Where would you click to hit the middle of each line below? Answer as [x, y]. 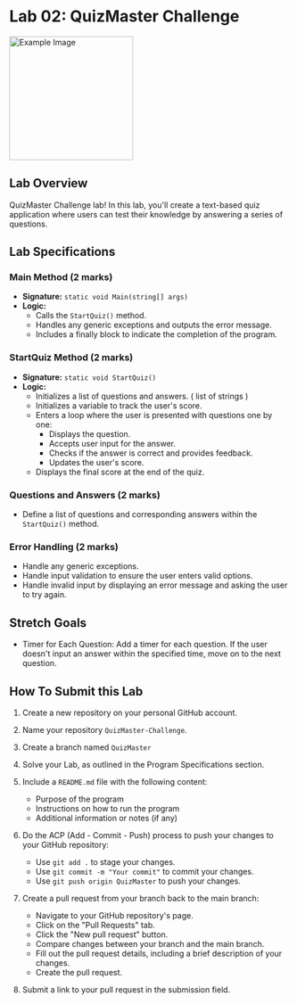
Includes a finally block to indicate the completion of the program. [157, 334]
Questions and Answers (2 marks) [85, 495]
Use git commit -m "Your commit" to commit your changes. [144, 871]
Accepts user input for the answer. [112, 443]
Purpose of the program [80, 799]
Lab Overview [49, 183]
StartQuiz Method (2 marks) [71, 358]
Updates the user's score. [96, 462]
